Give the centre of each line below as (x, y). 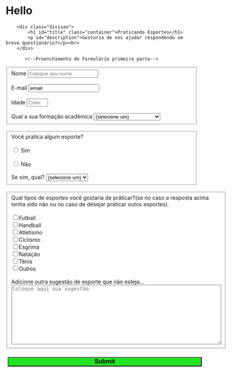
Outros (27, 269)
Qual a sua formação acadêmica (52, 116)
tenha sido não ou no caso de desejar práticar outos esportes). (90, 205)
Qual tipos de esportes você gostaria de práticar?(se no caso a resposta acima (110, 198)
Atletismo (31, 233)
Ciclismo (30, 240)
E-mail (19, 88)
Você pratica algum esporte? (47, 137)
